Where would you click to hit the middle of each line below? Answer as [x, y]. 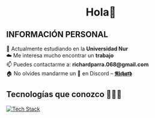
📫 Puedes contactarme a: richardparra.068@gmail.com [77, 64]
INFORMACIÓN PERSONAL [57, 34]
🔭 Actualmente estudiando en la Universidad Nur [67, 49]
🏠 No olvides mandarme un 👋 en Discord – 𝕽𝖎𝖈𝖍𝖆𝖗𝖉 [69, 73]
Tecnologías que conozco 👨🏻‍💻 [64, 94]
